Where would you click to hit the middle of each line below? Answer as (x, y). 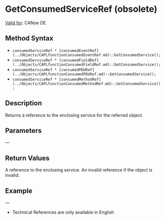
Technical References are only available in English (63, 212)
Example (19, 191)
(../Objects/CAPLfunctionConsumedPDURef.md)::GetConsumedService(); (84, 74)
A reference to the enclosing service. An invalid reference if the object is (79, 170)
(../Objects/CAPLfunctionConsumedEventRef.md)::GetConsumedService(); (86, 55)
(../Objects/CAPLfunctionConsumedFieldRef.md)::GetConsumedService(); (86, 65)
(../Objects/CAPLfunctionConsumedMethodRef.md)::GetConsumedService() (86, 84)
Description (23, 103)
